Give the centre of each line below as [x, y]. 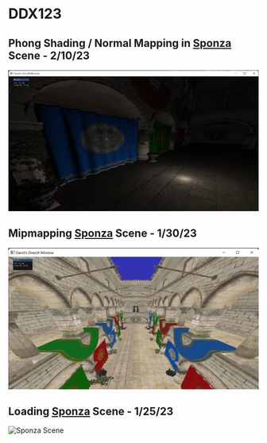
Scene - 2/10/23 [49, 55]
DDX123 [35, 14]
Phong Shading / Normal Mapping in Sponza [120, 43]
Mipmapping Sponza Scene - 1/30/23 [103, 233]
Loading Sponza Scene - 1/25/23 [91, 411]
